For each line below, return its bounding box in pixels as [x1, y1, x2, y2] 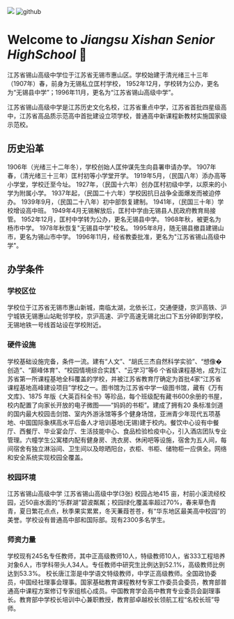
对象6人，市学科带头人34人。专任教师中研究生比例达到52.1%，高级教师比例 [7, 560, 225, 569]
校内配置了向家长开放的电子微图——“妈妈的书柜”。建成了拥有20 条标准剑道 [7, 401, 224, 409]
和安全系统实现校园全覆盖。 [7, 453, 87, 461]
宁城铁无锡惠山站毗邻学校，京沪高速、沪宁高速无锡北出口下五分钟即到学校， [7, 312, 227, 320]
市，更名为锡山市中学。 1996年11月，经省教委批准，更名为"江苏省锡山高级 [7, 232, 220, 241]
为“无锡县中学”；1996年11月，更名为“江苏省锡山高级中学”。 [7, 88, 178, 96]
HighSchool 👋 [7, 47, 87, 63]
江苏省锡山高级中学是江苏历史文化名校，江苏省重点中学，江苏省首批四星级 [7, 103, 221, 111]
